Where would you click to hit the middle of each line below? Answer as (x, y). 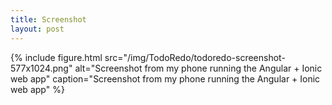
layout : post (37, 29)
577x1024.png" (41, 68)
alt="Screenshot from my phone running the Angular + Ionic (198, 68)
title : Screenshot (48, 19)
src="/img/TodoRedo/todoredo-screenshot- (195, 57)
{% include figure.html (56, 57)
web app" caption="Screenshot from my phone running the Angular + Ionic (165, 78)
